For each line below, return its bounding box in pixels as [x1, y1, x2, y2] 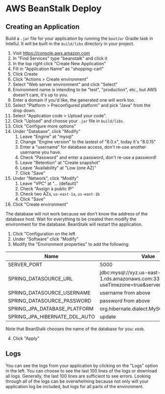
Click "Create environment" [12, 202, 68, 207]
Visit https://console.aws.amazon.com [12, 50, 90, 56]
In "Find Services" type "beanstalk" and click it [12, 55, 107, 61]
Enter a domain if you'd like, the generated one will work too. [12, 97, 136, 103]
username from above [99, 289, 151, 296]
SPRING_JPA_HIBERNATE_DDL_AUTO [8, 314, 95, 320]
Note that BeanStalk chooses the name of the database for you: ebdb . [5, 326, 145, 332]
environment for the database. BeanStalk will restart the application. [5, 221, 142, 227]
